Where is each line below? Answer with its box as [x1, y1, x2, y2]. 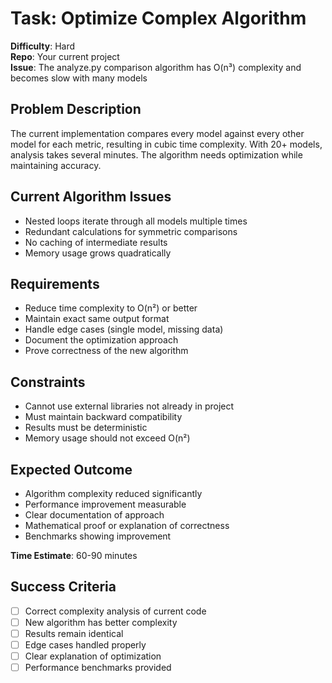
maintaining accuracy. [10, 159, 102, 171]
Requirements [10, 275, 100, 292]
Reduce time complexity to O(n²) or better [24, 302, 198, 314]
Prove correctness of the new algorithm [24, 345, 189, 357]
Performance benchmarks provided [24, 662, 172, 674]
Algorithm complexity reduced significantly [24, 488, 203, 499]
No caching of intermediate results [24, 236, 168, 248]
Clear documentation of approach [24, 509, 165, 521]
